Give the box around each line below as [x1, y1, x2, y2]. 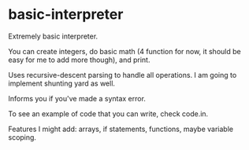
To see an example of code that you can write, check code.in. [8, 108, 209, 119]
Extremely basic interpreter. [8, 31, 98, 41]
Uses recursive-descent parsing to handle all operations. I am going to [8, 70, 237, 79]
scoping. [8, 132, 37, 142]
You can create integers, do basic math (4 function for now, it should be [8, 46, 242, 56]
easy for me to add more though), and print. [8, 55, 151, 64]
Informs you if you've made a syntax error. [8, 93, 146, 103]
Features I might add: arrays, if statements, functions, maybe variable [8, 124, 234, 134]
